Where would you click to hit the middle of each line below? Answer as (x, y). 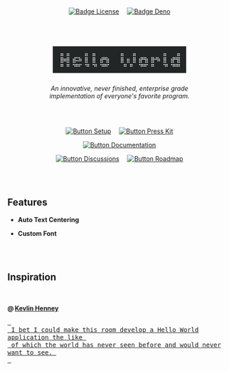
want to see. (30, 352)
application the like (45, 337)
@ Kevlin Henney (33, 308)
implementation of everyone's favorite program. (119, 95)
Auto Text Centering (48, 219)
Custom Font (37, 233)
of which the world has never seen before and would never (116, 345)
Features (27, 203)
